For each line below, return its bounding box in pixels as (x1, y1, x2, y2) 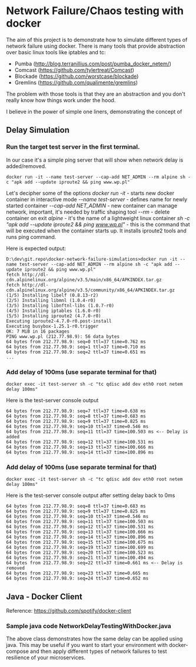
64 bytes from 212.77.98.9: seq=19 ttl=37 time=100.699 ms (6, 544, 154, 551)
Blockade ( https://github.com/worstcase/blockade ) (14, 73, 139, 80)
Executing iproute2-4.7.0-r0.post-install (6, 318, 112, 324)
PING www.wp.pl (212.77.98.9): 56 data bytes (6, 333, 119, 340)
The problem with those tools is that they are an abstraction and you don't (6, 90, 185, 97)
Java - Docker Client (6, 592, 82, 602)
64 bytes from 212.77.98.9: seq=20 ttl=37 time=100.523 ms (6, 550, 154, 556)
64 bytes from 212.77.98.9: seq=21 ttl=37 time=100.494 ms (6, 555, 154, 561)
